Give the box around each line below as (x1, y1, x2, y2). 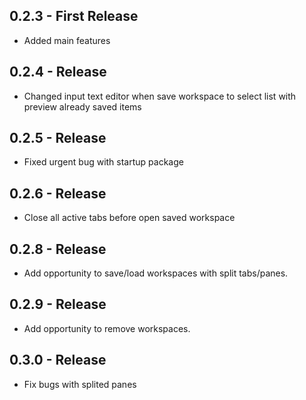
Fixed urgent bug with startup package (23, 156, 184, 168)
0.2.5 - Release (9, 130, 107, 147)
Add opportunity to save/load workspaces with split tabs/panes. (23, 267, 289, 279)
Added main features (23, 34, 111, 46)
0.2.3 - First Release (9, 8, 139, 25)
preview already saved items (23, 100, 142, 113)
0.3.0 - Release (9, 352, 107, 369)
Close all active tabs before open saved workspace (23, 212, 236, 224)
